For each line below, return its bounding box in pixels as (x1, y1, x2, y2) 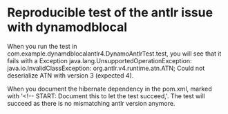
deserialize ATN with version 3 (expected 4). (7, 71, 134, 80)
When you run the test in (7, 42, 77, 50)
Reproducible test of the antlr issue (7, 5, 213, 21)
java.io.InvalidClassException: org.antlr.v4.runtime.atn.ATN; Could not (7, 64, 205, 72)
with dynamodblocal (7, 19, 128, 35)
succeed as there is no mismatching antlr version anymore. (7, 99, 175, 107)
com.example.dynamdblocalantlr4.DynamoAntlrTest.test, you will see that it (7, 49, 222, 58)
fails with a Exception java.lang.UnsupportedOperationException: (7, 56, 192, 65)
